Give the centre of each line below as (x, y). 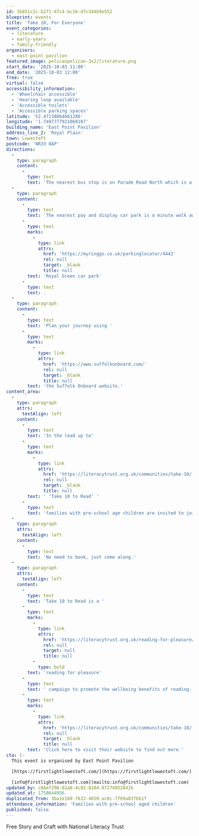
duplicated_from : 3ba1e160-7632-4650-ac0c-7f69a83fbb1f (76, 799)
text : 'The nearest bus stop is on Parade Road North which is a (110, 182)
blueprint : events (29, 17)
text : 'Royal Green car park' (65, 276)
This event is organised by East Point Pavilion (73, 761)
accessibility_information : (41, 89)
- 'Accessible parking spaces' (50, 111)
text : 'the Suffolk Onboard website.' (75, 386)
